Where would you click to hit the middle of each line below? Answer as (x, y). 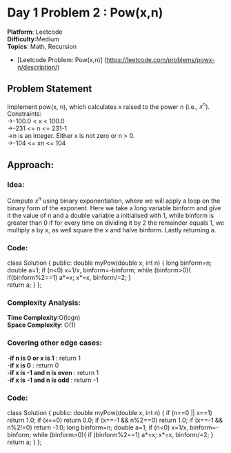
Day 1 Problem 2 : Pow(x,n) (85, 13)
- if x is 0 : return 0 (33, 365)
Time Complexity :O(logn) (44, 318)
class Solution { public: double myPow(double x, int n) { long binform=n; (110, 263)
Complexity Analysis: (44, 303)
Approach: (30, 164)
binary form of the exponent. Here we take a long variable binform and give (114, 208)
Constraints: (24, 114)
